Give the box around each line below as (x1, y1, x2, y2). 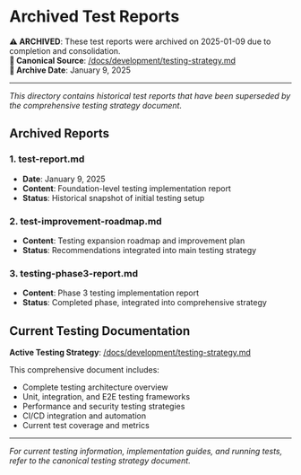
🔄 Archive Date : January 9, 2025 (9, 65, 132, 75)
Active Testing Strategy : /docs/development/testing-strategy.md (9, 347, 251, 358)
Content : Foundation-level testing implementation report (21, 182, 231, 194)
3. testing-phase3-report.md (9, 267, 139, 279)
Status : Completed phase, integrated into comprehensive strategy (21, 297, 267, 308)
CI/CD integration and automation (21, 410, 147, 421)
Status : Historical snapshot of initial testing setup (21, 192, 205, 203)
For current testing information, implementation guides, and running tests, (9, 446, 283, 457)
